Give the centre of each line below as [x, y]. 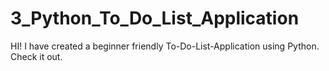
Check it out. [36, 56]
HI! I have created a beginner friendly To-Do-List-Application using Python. [165, 46]
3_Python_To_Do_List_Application [155, 18]
